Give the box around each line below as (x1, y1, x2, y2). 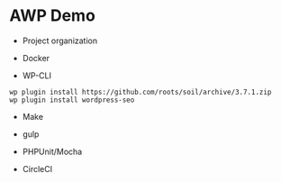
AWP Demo (9, 5, 96, 26)
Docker (22, 52, 50, 63)
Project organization (22, 35, 98, 46)
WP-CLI (22, 69, 52, 81)
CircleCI (22, 163, 52, 174)
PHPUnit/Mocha (22, 146, 83, 157)
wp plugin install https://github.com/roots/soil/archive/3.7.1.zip (9, 87, 272, 96)
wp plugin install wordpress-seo (9, 96, 135, 105)
